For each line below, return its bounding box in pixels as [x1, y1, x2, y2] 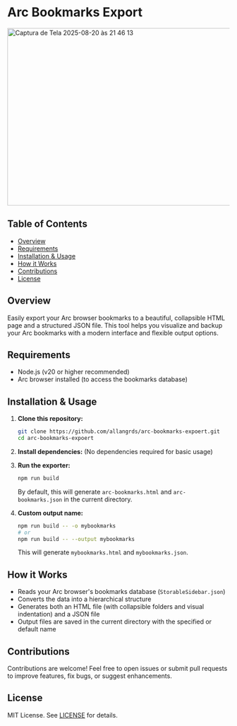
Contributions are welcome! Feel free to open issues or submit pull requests [7, 665, 228, 673]
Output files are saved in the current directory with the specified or [17, 617, 212, 626]
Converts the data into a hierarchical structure [17, 595, 152, 604]
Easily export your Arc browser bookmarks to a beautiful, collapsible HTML [7, 314, 226, 322]
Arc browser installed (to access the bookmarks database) [17, 375, 188, 383]
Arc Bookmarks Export [7, 4, 143, 20]
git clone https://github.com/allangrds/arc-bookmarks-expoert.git [17, 428, 220, 435]
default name [17, 625, 56, 633]
